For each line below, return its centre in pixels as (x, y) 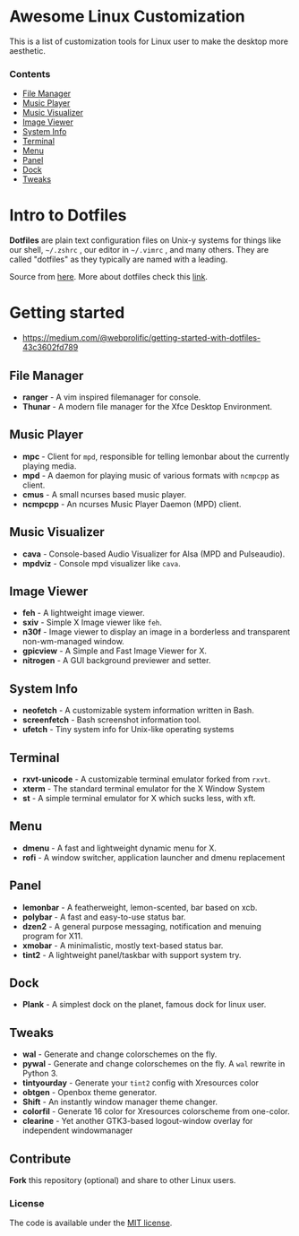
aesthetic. (28, 50)
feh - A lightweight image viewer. (83, 613)
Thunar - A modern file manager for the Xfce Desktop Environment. (147, 406)
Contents (30, 73)
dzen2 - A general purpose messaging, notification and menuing (142, 926)
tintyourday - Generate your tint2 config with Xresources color (141, 1083)
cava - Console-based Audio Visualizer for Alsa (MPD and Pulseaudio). (154, 554)
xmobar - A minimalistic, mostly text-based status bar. (123, 945)
